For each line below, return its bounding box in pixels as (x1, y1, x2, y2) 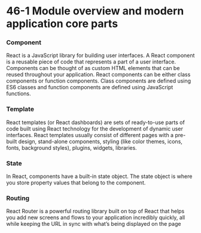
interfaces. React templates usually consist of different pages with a (6, 131, 174, 138)
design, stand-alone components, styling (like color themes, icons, (18, 138, 182, 145)
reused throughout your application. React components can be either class (6, 71, 191, 78)
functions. (6, 90, 31, 97)
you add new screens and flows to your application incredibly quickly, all (6, 214, 185, 221)
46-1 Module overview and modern (6, 4, 184, 18)
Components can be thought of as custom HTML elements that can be (6, 65, 180, 72)
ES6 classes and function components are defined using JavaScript (6, 84, 173, 91)
